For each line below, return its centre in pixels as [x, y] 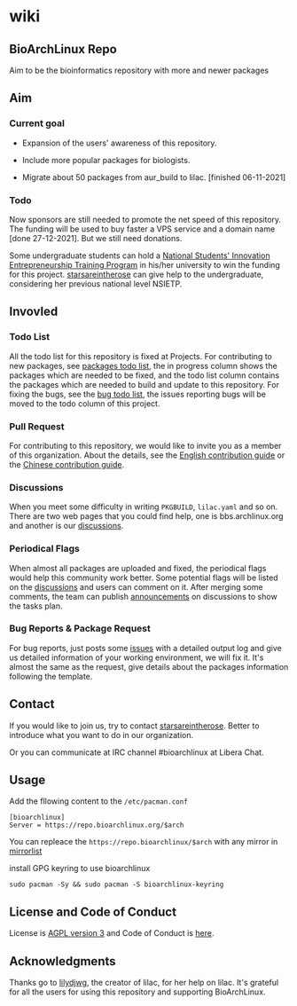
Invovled [34, 312]
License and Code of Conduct [93, 912]
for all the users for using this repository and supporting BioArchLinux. [137, 992]
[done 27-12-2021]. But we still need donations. [96, 238]
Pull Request [37, 426]
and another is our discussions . [66, 526]
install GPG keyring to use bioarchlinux [80, 868]
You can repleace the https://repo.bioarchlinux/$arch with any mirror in [144, 842]
